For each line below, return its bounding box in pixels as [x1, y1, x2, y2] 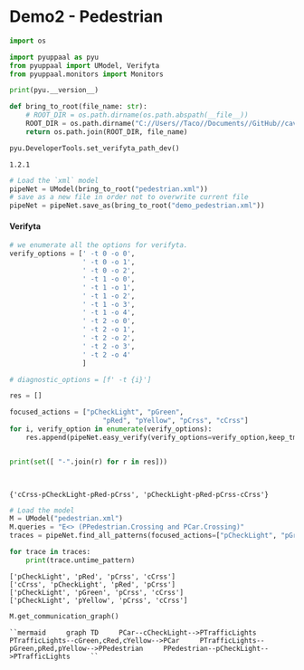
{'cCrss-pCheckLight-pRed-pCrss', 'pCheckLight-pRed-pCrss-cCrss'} [9, 490, 270, 499]
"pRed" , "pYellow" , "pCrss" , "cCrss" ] [102, 416, 249, 426]
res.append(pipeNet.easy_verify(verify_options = [25, 433, 213, 442]
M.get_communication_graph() [9, 611, 119, 621]
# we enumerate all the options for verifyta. [9, 241, 188, 250]
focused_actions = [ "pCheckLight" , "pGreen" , [9, 407, 184, 417]
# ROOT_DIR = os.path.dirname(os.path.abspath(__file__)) [25, 110, 249, 120]
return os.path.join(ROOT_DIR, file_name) [25, 127, 188, 137]
